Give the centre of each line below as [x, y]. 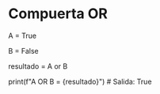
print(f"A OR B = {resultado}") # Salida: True [80, 81]
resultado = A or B [38, 66]
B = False [24, 51]
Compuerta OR [58, 14]
